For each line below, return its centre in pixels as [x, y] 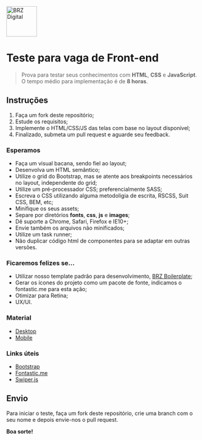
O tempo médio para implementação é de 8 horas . [84, 81]
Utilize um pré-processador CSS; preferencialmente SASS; [89, 189]
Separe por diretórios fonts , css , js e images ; [72, 215]
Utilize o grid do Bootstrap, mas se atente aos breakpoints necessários [104, 176]
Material [19, 318]
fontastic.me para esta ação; [51, 289]
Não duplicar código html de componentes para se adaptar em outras [103, 241]
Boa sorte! [20, 431]
